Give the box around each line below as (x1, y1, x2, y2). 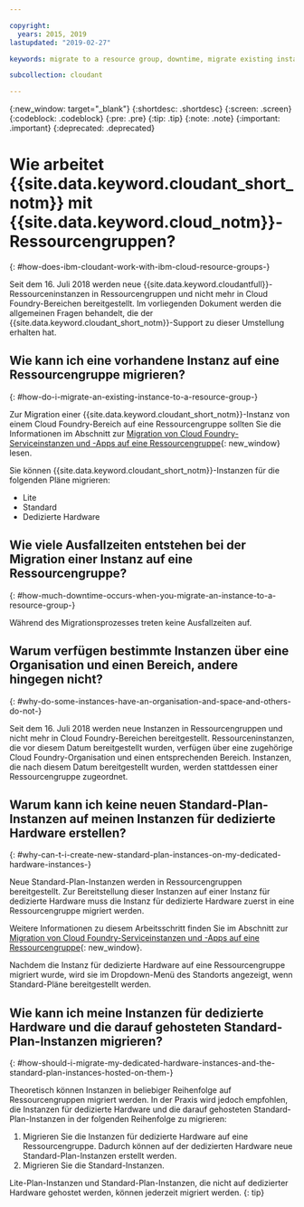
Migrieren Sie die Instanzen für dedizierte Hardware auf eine (22, 1131, 249, 1142)
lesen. (9, 447, 33, 458)
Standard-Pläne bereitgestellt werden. (9, 979, 152, 990)
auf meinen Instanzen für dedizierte (69, 811, 276, 827)
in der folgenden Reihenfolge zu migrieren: (67, 1114, 228, 1125)
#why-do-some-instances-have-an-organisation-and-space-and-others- (16, 695, 291, 706)
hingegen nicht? (9, 672, 104, 687)
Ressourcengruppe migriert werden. (9, 905, 145, 916)
